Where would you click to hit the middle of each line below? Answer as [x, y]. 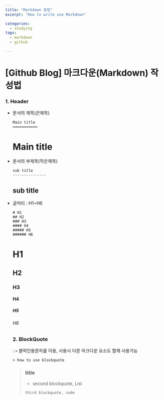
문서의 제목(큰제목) [31, 113]
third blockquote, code [50, 393]
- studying [21, 28]
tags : [11, 33]
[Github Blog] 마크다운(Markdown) [77, 73]
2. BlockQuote [30, 339]
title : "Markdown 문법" [29, 10]
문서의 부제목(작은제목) [35, 161]
